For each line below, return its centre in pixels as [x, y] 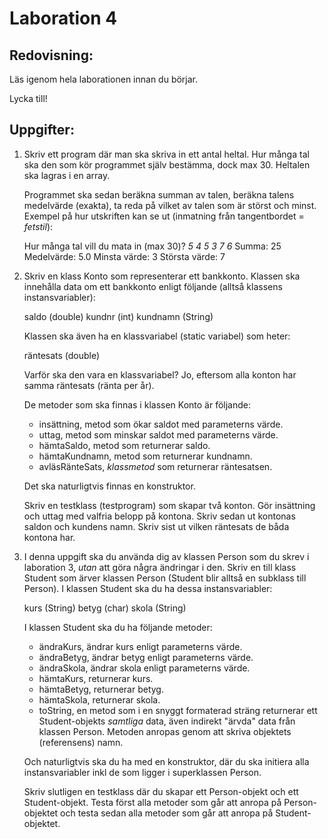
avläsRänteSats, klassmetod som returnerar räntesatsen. [155, 466]
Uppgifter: [42, 130]
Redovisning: [51, 55]
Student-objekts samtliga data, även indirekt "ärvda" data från [167, 721]
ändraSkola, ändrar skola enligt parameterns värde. [144, 668]
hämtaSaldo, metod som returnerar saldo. [124, 445]
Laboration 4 [63, 18]
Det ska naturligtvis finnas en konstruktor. [109, 486]
